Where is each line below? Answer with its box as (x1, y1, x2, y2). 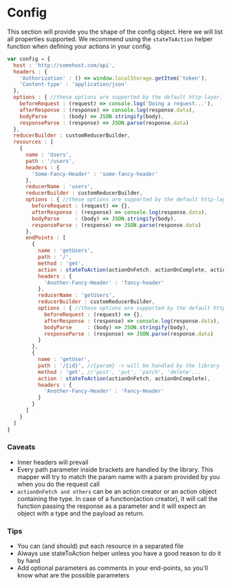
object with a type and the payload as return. (16, 509, 144, 517)
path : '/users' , (25, 157, 76, 164)
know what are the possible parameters (16, 571, 129, 580)
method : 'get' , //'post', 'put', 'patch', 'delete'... (37, 368, 201, 375)
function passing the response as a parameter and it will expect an (16, 502, 206, 510)
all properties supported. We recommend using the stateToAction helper (7, 34, 213, 43)
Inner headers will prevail (16, 458, 89, 466)
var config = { (7, 55, 51, 63)
